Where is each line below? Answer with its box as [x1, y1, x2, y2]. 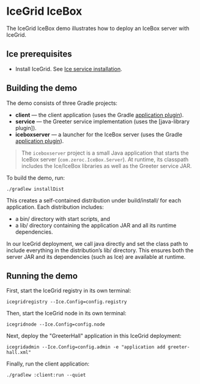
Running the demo [6, 271, 78, 281]
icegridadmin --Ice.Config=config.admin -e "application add [6, 344, 166, 350]
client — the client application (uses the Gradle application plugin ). [15, 111, 184, 118]
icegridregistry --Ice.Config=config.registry [6, 299, 127, 305]
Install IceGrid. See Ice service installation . [15, 65, 122, 72]
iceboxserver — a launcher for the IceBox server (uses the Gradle [15, 131, 182, 138]
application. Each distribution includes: [6, 203, 104, 210]
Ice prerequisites [6, 49, 72, 60]
